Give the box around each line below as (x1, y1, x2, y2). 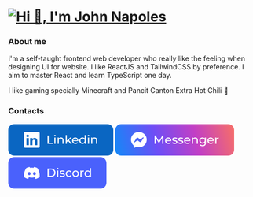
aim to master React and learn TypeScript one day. (8, 71, 172, 80)
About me (8, 36, 47, 47)
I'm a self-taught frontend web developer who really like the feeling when (8, 54, 246, 63)
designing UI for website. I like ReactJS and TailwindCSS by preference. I (8, 62, 245, 72)
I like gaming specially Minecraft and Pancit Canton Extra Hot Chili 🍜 (8, 86, 229, 95)
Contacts (8, 106, 45, 117)
